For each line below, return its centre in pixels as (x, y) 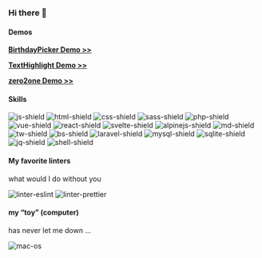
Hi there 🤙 (28, 13)
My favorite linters (40, 160)
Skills (18, 99)
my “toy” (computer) (44, 212)
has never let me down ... (50, 230)
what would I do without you (55, 179)
